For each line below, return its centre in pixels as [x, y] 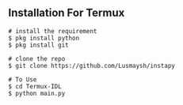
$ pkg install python [44, 38]
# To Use [23, 79]
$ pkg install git [38, 45]
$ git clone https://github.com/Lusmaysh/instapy [92, 66]
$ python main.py [37, 93]
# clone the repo [37, 58]
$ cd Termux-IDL [35, 86]
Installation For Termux [67, 13]
